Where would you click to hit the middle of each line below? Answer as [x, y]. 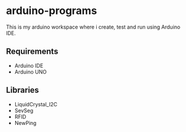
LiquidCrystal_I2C [36, 104]
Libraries [22, 90]
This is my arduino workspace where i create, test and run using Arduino [93, 27]
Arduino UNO [31, 72]
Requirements [32, 52]
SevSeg [24, 110]
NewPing [25, 123]
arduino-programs [52, 11]
